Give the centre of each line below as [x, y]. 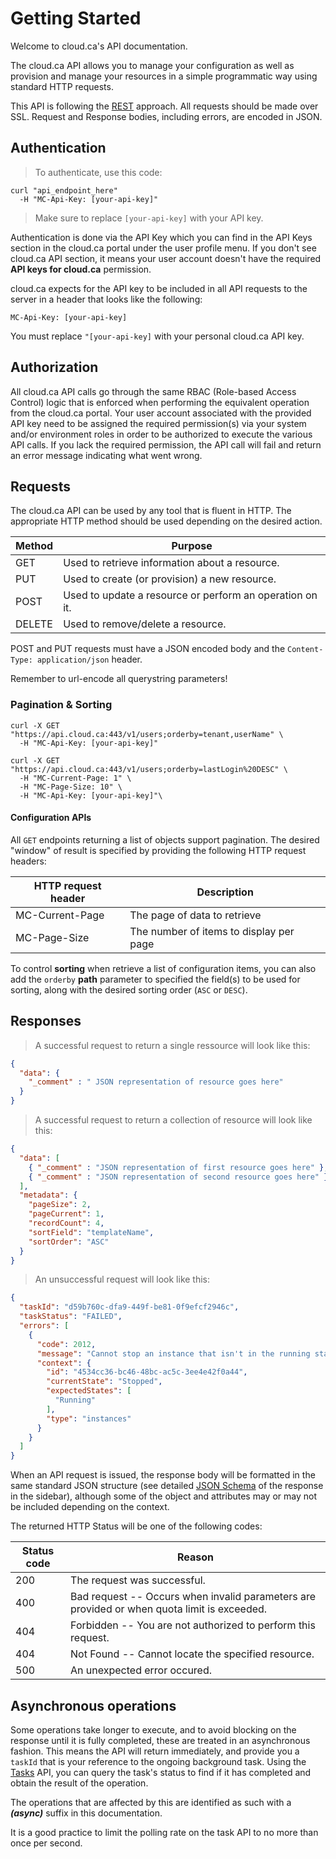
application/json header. [89, 659]
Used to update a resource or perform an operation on [190, 595]
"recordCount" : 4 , [66, 1223]
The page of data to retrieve [195, 915]
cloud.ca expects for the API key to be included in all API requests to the [159, 288]
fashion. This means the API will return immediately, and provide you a [155, 1751]
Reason [196, 1557]
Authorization [54, 367]
